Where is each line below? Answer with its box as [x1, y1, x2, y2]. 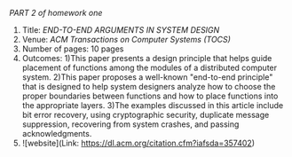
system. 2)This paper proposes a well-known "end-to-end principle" [21, 72, 273, 82]
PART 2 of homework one [9, 8, 103, 18]
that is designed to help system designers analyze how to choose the [21, 82, 276, 91]
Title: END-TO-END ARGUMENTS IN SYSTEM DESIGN [21, 25, 220, 35]
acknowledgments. [21, 129, 92, 138]
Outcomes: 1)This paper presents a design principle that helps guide [21, 53, 272, 63]
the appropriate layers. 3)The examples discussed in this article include [21, 100, 284, 110]
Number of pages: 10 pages [21, 43, 124, 54]
